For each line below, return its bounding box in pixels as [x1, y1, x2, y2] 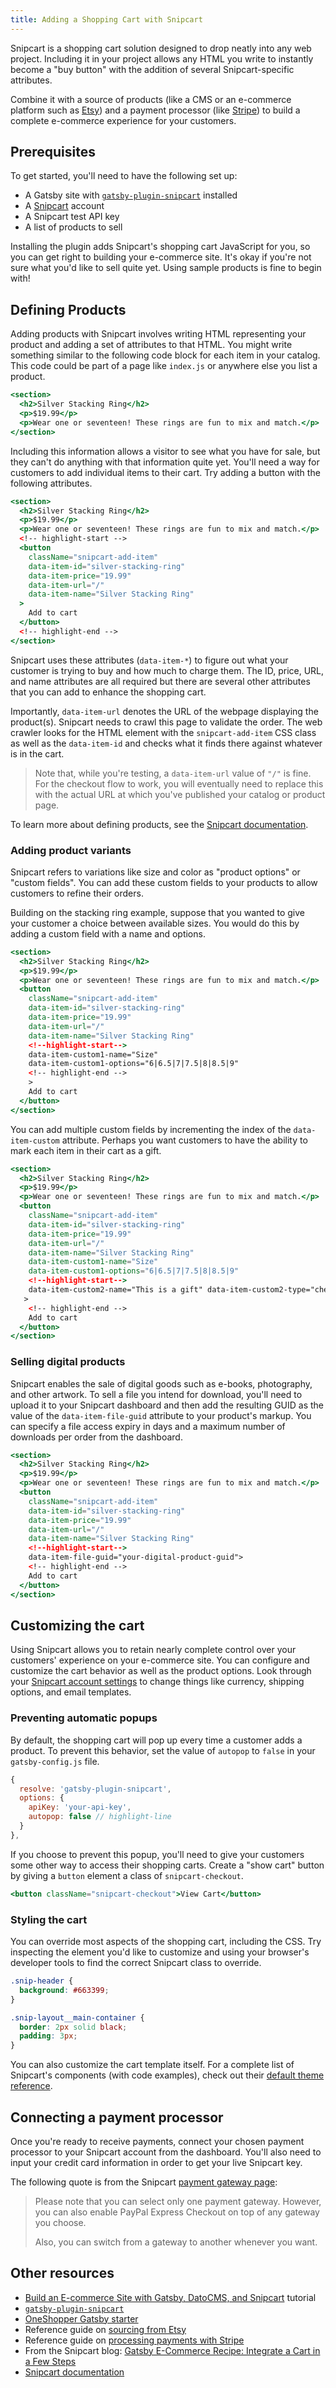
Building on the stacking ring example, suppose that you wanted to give [10, 906, 305, 918]
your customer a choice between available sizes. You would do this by [10, 917, 300, 929]
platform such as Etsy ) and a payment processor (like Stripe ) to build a [10, 104, 301, 116]
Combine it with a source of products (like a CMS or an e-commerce [10, 93, 292, 105]
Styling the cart [10, 1912, 88, 1926]
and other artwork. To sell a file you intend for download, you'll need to [10, 1388, 303, 1400]
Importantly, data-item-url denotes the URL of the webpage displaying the [10, 705, 319, 717]
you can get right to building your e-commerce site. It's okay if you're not [10, 251, 312, 263]
